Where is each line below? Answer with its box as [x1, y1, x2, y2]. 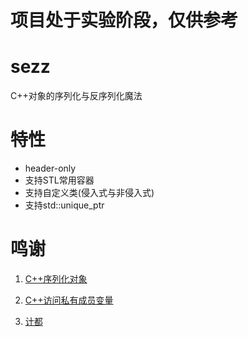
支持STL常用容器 [24, 174, 95, 186]
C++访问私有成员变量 [24, 294, 114, 306]
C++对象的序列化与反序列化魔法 [10, 90, 143, 102]
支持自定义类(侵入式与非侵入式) [24, 187, 155, 199]
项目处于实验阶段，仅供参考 [10, 9, 239, 32]
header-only [24, 162, 77, 175]
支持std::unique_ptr [24, 199, 105, 211]
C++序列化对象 [24, 273, 88, 285]
